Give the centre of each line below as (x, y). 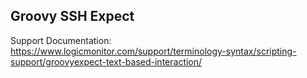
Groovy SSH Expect (72, 16)
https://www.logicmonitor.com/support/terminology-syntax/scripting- (153, 51)
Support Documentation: (61, 40)
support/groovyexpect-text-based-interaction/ (106, 61)
